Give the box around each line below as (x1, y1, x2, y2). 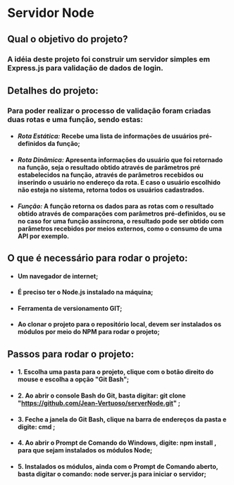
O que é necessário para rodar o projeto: (7, 252, 188, 264)
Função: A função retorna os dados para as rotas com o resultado (17, 202, 214, 210)
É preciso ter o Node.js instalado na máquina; (17, 288, 154, 297)
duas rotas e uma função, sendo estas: (7, 114, 143, 124)
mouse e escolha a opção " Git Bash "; (17, 375, 129, 383)
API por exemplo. (17, 231, 69, 240)
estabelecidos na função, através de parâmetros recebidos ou (17, 171, 204, 179)
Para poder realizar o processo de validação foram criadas (7, 106, 211, 116)
